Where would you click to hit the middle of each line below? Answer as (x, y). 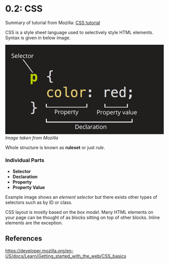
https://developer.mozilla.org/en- (39, 250)
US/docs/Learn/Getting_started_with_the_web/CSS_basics (66, 256)
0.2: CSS (24, 9)
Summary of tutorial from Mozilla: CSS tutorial (53, 23)
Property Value (29, 187)
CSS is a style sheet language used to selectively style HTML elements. (79, 32)
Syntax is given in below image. (38, 38)
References (24, 239)
